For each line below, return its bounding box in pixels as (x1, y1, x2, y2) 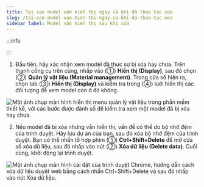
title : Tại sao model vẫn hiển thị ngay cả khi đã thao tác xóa (6, 9, 173, 15)
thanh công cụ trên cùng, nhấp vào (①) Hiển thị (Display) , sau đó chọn (15, 67, 197, 75)
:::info (6, 37, 21, 45)
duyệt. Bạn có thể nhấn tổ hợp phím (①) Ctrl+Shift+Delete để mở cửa (15, 136, 193, 144)
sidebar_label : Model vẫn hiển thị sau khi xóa (6, 20, 130, 26)
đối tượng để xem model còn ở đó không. (15, 87, 119, 94)
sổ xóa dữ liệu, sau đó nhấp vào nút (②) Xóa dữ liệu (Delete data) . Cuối (15, 143, 198, 150)
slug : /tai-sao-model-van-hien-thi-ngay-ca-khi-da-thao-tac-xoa (6, 15, 173, 21)
